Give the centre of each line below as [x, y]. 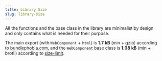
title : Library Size [26, 10]
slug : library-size [25, 14]
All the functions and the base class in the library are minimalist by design [79, 28]
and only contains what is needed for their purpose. [57, 33]
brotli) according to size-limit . [35, 53]
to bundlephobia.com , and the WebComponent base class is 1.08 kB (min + [78, 48]
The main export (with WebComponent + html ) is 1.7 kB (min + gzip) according [81, 42]
